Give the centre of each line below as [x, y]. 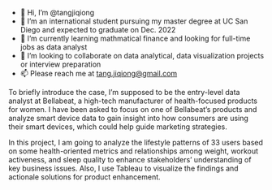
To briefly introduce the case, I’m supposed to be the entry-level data [124, 92]
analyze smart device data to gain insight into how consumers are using [129, 118]
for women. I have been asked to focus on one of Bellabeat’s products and [133, 109]
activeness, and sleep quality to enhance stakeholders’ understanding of [130, 160]
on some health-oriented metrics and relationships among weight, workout [133, 151]
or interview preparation [60, 64]
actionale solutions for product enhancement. [84, 177]
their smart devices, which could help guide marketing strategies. [118, 127]
